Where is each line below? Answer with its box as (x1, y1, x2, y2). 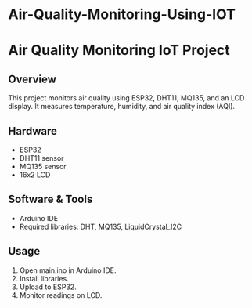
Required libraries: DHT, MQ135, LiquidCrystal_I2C (19, 222, 182, 231)
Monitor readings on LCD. (19, 290, 103, 299)
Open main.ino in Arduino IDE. (19, 265, 117, 275)
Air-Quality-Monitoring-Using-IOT (8, 5, 236, 24)
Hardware (8, 124, 57, 138)
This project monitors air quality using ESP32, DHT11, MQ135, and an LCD (8, 93, 245, 103)
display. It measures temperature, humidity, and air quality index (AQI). (8, 102, 236, 111)
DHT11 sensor (19, 154, 64, 162)
